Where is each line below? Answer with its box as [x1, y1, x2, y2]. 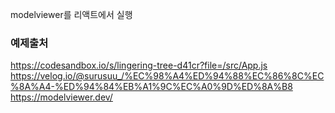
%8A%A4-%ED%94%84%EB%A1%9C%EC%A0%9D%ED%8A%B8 [10, 81, 293, 93]
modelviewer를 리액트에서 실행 [10, 9, 133, 20]
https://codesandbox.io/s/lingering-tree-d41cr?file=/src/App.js [10, 59, 268, 72]
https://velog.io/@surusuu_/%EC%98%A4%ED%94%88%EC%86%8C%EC [10, 70, 325, 82]
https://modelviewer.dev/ [10, 91, 113, 103]
